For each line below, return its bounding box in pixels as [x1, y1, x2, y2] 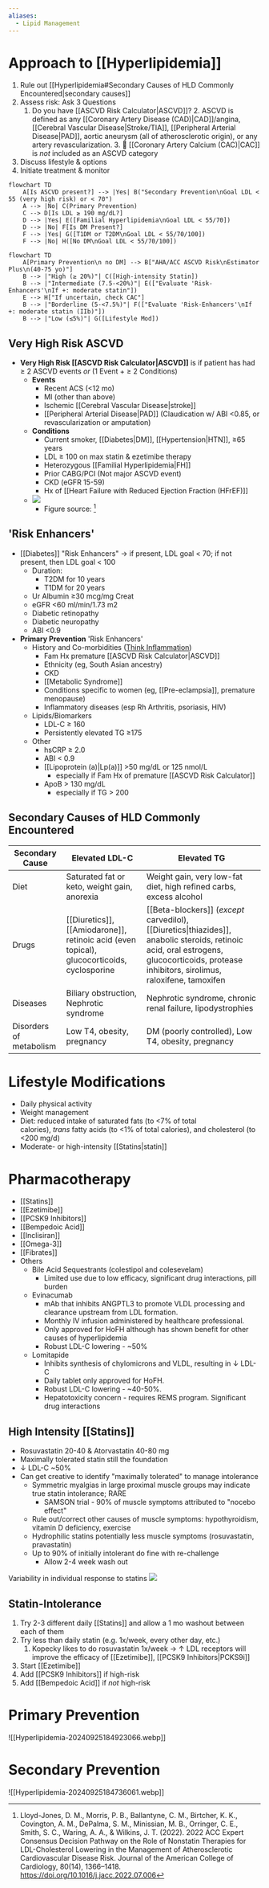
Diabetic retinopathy [31, 608, 99, 618]
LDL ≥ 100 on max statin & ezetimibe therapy [43, 452, 192, 462]
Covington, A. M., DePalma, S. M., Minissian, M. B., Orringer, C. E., [19, 1819, 239, 1829]
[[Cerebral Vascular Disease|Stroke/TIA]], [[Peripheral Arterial [31, 123, 236, 133]
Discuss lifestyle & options [19, 157, 108, 167]
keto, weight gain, [66, 881, 133, 892]
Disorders [12, 1020, 50, 1032]
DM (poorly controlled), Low [147, 1025, 253, 1036]
